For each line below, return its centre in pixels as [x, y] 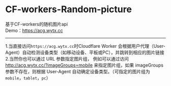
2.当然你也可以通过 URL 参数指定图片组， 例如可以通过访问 [67, 59]
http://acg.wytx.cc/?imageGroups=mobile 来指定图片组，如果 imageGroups [84, 65]
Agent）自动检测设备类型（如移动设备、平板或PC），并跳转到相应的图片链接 [85, 52]
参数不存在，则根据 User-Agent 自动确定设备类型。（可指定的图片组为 [78, 71]
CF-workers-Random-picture [69, 9]
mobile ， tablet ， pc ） [28, 78]
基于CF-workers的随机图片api [37, 24]
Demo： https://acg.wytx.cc [34, 30]
